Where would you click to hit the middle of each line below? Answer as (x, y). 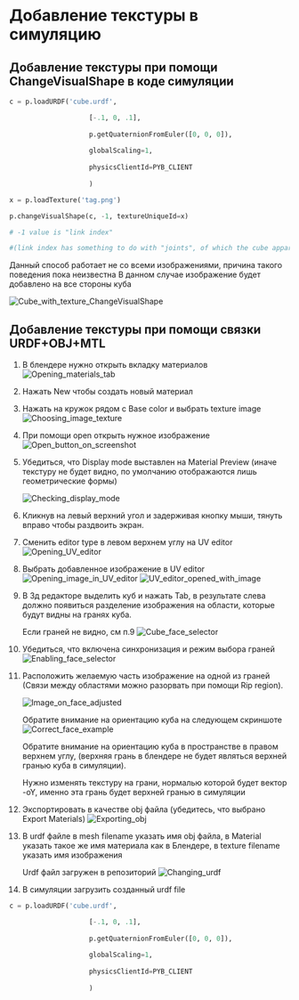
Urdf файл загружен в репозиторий (89, 873)
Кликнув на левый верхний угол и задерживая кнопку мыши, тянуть (152, 516)
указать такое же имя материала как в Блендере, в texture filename (151, 846)
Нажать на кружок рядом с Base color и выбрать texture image (141, 409)
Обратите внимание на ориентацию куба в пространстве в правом (150, 747)
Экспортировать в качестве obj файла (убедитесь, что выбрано (144, 809)
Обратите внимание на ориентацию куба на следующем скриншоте (152, 720)
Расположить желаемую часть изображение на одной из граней (146, 676)
